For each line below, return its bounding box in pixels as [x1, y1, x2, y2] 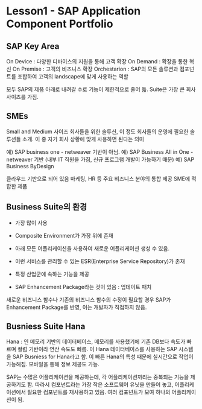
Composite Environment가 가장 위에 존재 [14, 232, 113, 239]
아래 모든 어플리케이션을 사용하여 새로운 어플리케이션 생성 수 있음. [14, 244, 170, 252]
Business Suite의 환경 [6, 202, 87, 212]
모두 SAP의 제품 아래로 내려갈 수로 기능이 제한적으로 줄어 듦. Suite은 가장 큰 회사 [6, 86, 196, 93]
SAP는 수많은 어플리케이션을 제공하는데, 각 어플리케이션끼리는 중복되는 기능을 [6, 373, 189, 381]
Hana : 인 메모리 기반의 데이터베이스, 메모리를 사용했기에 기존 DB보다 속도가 [6, 338, 186, 345]
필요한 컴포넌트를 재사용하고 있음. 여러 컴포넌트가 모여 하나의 [27, 388, 171, 396]
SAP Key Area [6, 41, 60, 51]
